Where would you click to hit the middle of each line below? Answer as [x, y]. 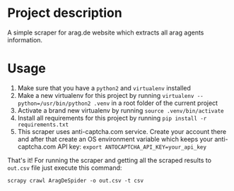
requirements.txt [43, 125]
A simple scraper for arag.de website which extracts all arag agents [106, 32]
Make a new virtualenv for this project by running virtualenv [106, 95]
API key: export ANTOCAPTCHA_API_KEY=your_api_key [132, 147]
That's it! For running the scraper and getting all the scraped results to [110, 160]
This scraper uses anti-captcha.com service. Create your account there [122, 131]
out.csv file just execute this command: [65, 168]
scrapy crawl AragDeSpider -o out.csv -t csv [75, 180]
